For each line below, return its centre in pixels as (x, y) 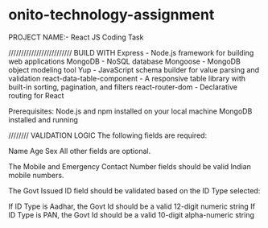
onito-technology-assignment (111, 15)
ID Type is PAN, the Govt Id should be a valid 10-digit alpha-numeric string (132, 214)
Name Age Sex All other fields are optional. (80, 151)
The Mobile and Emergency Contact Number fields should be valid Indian (130, 166)
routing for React (36, 95)
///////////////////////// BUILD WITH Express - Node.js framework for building (131, 52)
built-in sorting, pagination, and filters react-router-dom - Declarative (123, 87)
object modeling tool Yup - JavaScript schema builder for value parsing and (134, 69)
